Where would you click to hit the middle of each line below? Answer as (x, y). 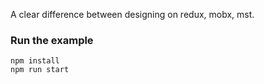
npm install (35, 61)
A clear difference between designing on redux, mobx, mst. (132, 14)
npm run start (40, 70)
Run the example (52, 40)
